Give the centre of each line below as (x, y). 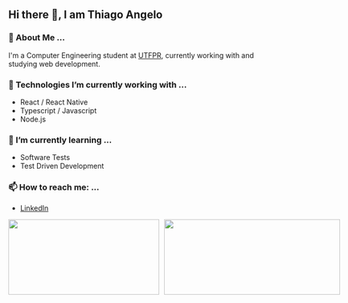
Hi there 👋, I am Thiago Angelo (86, 15)
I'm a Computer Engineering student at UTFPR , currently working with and (131, 55)
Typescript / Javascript (58, 110)
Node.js (33, 119)
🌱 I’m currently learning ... (60, 140)
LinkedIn (34, 208)
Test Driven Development (62, 166)
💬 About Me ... (37, 38)
